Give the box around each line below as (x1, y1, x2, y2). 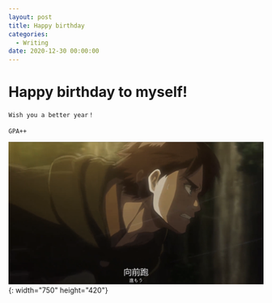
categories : (8, 30, 49, 38)
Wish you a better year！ (8, 112, 95, 120)
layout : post (8, 13, 53, 21)
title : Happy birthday (8, 21, 85, 30)
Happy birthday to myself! (8, 83, 188, 101)
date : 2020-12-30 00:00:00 (8, 47, 100, 56)
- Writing (15, 39, 49, 47)
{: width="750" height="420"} (8, 285, 108, 295)
